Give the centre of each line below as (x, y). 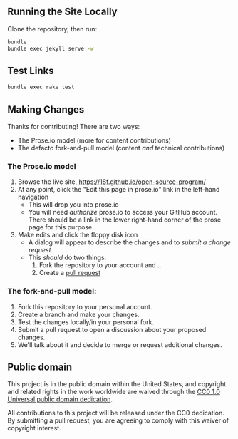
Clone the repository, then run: (52, 29)
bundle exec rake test (41, 87)
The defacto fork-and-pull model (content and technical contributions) (121, 148)
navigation (33, 197)
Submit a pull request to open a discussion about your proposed (112, 329)
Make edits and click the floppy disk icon (78, 235)
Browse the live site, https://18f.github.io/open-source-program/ (112, 182)
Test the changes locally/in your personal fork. (86, 322)
